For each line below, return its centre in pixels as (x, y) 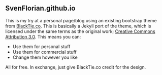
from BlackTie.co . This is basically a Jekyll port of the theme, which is (78, 26)
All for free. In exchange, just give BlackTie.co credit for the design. (76, 67)
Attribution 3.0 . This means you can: (43, 36)
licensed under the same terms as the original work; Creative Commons (80, 31)
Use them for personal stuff (41, 46)
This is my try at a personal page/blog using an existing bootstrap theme (81, 20)
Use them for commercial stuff (45, 52)
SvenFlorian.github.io (40, 8)
